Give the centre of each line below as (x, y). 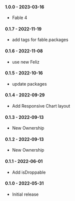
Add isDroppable (29, 172)
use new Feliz (26, 62)
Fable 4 (20, 18)
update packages (29, 84)
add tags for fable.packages (40, 40)
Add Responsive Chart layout (41, 106)
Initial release (25, 194)
